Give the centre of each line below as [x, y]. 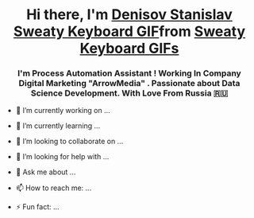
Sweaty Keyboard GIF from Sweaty [129, 31]
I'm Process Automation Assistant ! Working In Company [129, 73]
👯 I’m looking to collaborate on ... [69, 142]
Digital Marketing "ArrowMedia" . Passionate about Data [129, 84]
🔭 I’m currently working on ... [63, 111]
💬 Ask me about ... [46, 172]
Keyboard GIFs [129, 49]
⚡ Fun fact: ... [37, 207]
